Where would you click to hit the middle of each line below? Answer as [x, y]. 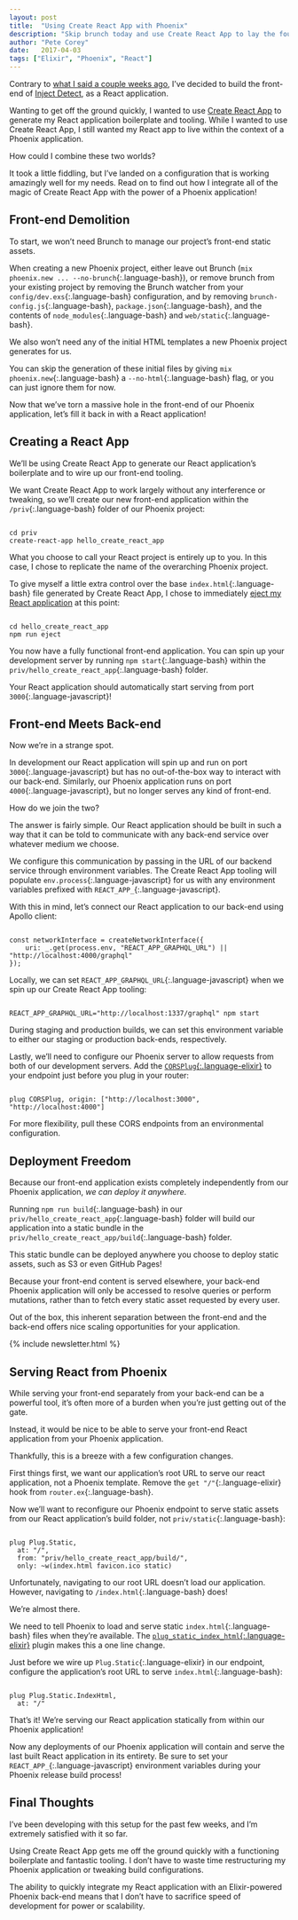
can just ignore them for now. [63, 387]
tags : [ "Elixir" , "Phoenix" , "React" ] [81, 59]
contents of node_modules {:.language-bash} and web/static [117, 315]
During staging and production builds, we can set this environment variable [146, 1030]
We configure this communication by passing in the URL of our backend [141, 861]
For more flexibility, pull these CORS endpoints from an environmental [137, 1124]
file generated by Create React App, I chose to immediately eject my [157, 593]
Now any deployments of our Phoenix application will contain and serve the [147, 1747]
